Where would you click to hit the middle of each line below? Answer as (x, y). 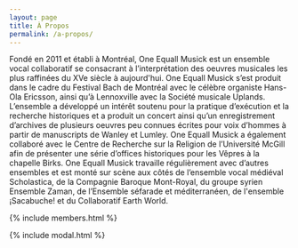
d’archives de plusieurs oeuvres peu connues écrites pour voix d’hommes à (148, 125)
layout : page (33, 17)
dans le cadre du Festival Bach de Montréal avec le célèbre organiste (136, 88)
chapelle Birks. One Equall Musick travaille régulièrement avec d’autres (139, 163)
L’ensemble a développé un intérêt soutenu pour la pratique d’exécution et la (149, 107)
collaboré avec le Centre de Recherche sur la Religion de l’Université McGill (147, 144)
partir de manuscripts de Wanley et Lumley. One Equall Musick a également (148, 135)
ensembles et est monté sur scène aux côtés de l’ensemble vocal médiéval (146, 172)
